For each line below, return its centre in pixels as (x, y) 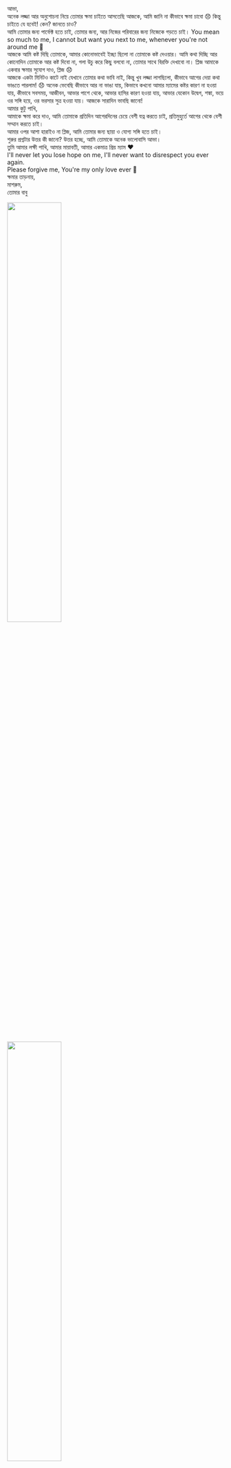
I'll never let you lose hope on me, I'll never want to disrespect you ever (108, 155)
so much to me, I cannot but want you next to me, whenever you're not (108, 40)
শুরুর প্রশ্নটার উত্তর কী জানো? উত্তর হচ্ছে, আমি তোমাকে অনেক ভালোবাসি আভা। (84, 139)
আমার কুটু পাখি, (22, 108)
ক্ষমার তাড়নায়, (21, 177)
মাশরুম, (15, 185)
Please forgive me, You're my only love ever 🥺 (72, 169)
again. (16, 162)
